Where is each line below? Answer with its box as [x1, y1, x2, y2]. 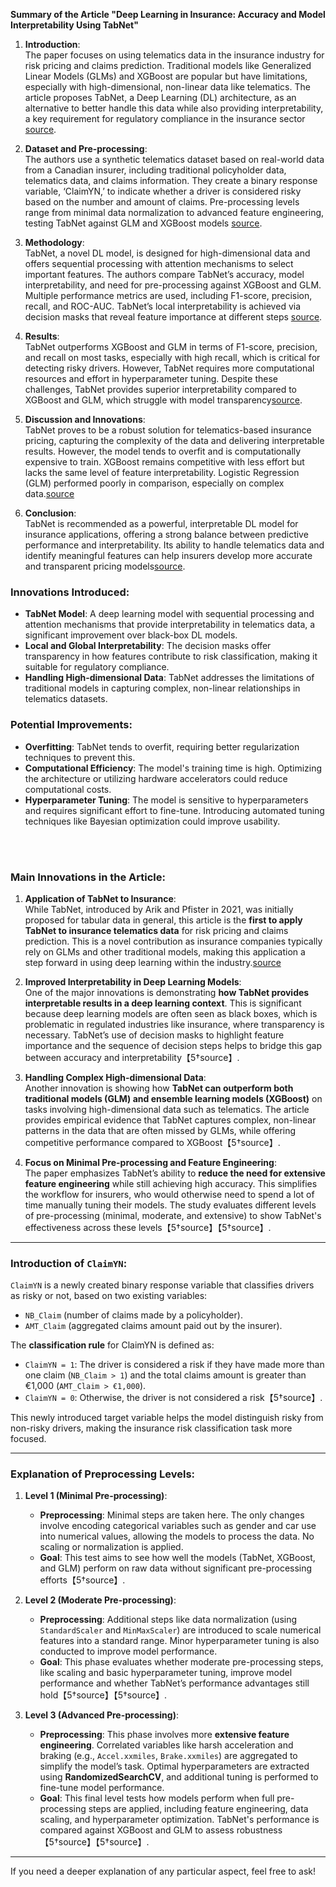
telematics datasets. [24, 693, 108, 705]
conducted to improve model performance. [39, 1645, 218, 1658]
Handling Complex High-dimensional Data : [24, 1071, 207, 1083]
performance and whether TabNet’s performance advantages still [39, 1677, 310, 1689]
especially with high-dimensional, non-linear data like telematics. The [24, 81, 311, 93]
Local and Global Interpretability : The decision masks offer [24, 640, 272, 652]
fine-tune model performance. [39, 1782, 165, 1794]
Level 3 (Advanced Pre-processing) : [24, 1709, 179, 1721]
